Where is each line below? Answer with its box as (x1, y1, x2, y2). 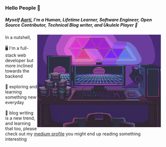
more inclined (5, 63, 33, 69)
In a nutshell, (5, 34, 31, 40)
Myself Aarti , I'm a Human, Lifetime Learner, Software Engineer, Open (5, 17, 152, 23)
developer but (5, 57, 34, 63)
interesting (5, 136, 27, 142)
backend (5, 73, 23, 79)
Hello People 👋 (5, 4, 41, 11)
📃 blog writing (5, 110, 34, 115)
